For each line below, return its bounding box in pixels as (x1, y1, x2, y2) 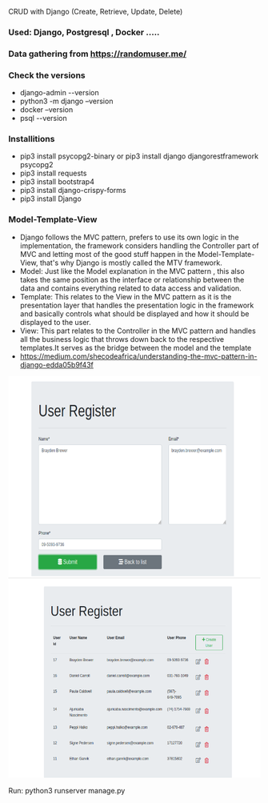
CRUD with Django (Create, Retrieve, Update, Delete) (8, 7, 183, 16)
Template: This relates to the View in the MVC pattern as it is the (19, 291, 232, 301)
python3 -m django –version (19, 96, 114, 106)
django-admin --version (19, 88, 99, 98)
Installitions (8, 134, 55, 145)
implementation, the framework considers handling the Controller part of (19, 240, 260, 251)
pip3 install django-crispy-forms (19, 186, 126, 195)
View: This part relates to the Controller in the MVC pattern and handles (19, 326, 256, 335)
